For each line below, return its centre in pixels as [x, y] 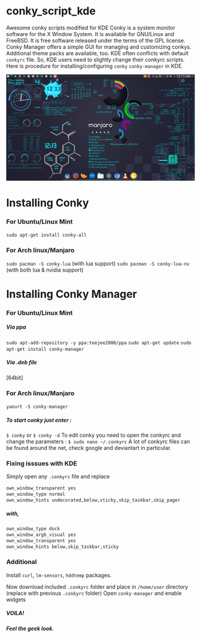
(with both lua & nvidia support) [45, 270]
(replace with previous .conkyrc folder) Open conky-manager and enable [94, 593]
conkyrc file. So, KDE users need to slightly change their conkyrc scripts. [96, 59]
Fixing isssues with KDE [42, 463]
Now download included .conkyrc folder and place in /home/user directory [97, 586]
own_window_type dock [33, 529]
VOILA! [15, 613]
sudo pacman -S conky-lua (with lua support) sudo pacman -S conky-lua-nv [98, 263]
